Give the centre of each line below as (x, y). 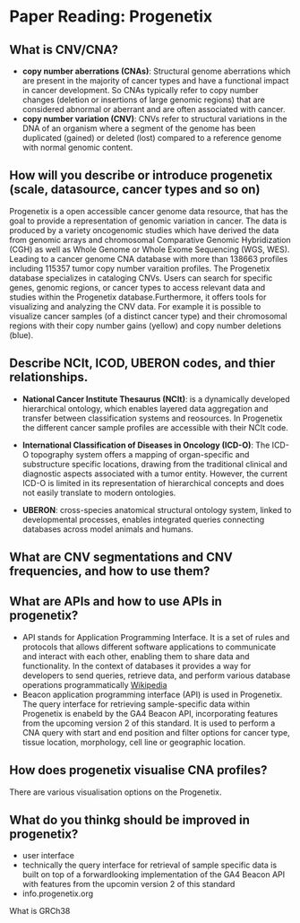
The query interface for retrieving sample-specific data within (136, 704)
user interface (48, 856)
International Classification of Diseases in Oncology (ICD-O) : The (146, 445)
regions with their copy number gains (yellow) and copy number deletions (146, 326)
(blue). (21, 335)
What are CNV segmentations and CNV (121, 557)
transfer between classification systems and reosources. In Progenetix (152, 418)
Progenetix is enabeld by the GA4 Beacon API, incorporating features (150, 713)
